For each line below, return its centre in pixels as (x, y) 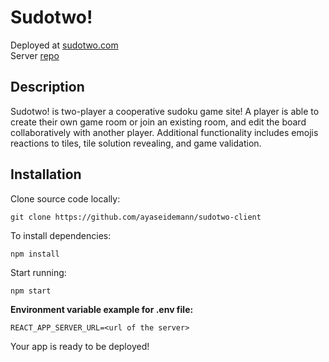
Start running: (38, 272)
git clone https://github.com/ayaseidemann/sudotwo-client (136, 217)
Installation (46, 174)
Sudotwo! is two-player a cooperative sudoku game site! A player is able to (165, 111)
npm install (35, 254)
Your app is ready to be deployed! (80, 346)
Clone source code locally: (65, 198)
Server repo (35, 55)
